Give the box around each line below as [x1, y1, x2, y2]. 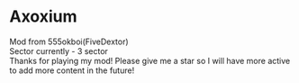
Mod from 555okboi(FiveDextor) [9, 36, 129, 47]
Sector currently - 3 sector [9, 45, 108, 56]
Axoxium [9, 6, 78, 27]
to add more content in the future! [9, 65, 135, 76]
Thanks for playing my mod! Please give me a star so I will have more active [9, 55, 291, 66]
